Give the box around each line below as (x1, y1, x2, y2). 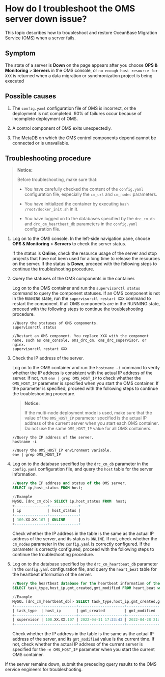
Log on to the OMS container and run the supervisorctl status (12, 285, 140, 291)
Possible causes (5, 92, 56, 101)
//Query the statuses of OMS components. (12, 321, 98, 326)
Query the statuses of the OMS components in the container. (12, 276, 136, 282)
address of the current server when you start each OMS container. (24, 420, 160, 426)
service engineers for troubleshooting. (5, 667, 83, 673)
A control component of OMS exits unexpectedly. (12, 125, 112, 131)
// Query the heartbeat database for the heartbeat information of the (12, 581, 160, 586)
